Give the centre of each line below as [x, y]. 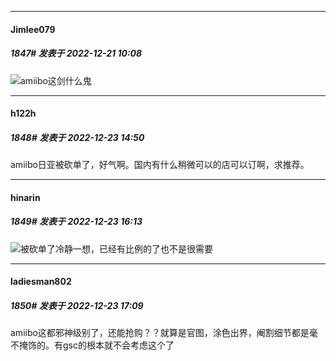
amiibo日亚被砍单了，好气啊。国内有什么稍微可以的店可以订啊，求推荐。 [160, 165]
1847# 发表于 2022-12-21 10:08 [76, 53]
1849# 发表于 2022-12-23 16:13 [76, 222]
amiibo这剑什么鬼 [56, 80]
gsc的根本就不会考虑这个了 [118, 345]
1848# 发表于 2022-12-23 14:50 [77, 137]
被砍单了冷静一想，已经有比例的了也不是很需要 [116, 248]
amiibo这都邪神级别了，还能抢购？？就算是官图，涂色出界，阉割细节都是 [160, 333]
